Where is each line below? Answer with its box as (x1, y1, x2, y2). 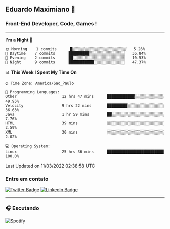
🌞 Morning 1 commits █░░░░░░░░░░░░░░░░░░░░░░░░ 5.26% (5, 46, 145, 51)
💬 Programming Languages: (5, 89, 60, 94)
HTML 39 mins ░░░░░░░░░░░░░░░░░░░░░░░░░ (5, 120, 164, 126)
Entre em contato (5, 175, 49, 182)
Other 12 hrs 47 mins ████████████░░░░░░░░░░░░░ (5, 94, 164, 99)
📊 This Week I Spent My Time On (5, 69, 77, 75)
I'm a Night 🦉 (5, 37, 33, 43)
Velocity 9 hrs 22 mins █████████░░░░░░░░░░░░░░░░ (5, 103, 164, 108)
